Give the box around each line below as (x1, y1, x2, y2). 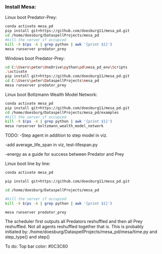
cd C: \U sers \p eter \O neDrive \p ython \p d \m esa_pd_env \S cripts (5, 65, 128, 70)
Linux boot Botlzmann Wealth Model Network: (5, 91, 98, 97)
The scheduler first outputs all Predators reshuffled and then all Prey (5, 218, 143, 224)
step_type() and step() (5, 234, 50, 240)
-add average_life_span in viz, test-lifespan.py (5, 142, 98, 148)
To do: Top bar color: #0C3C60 (5, 243, 68, 249)
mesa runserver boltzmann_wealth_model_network (5, 124, 104, 128)
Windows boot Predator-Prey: (5, 55, 65, 61)
